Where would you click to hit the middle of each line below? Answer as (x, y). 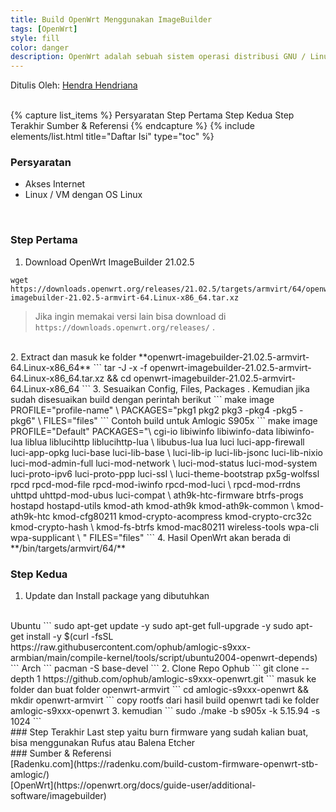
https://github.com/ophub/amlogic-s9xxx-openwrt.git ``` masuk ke (179, 679)
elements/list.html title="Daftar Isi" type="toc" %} (112, 137)
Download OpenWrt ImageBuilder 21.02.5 (109, 262)
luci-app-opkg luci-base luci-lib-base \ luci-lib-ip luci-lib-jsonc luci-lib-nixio (166, 452)
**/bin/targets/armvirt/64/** (68, 548)
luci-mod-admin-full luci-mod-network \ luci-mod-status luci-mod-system (164, 463)
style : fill (35, 38)
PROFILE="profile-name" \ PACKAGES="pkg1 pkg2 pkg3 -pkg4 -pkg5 (154, 410)
